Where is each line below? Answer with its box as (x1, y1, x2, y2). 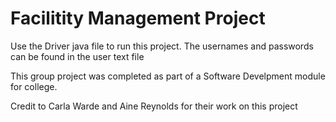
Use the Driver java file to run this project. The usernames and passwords (10, 40, 314, 52)
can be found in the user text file (10, 50, 145, 62)
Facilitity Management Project (10, 7, 266, 30)
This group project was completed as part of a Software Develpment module (10, 70, 326, 82)
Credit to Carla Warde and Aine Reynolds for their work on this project (10, 100, 298, 112)
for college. (10, 80, 58, 92)
